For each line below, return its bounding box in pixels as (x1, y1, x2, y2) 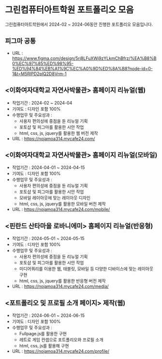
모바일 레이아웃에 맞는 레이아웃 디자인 (19, 195, 91, 201)
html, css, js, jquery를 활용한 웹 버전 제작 (19, 130, 98, 136)
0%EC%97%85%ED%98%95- (12, 60, 74, 66)
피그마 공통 (5, 37, 36, 45)
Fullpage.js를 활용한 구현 (19, 331, 67, 336)
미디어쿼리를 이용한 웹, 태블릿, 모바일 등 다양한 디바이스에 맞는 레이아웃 (19, 266, 154, 272)
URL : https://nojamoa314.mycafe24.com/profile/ (12, 348, 110, 354)
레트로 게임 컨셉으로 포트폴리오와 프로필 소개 (19, 337, 103, 343)
